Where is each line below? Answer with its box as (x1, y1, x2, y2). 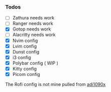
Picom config (12, 71, 40, 77)
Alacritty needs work (12, 31, 56, 38)
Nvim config (12, 37, 38, 43)
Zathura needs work (12, 15, 54, 21)
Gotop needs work (12, 26, 51, 32)
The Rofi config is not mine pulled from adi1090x (5, 81, 106, 87)
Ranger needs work (12, 20, 54, 26)
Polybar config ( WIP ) (12, 60, 59, 66)
